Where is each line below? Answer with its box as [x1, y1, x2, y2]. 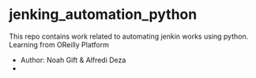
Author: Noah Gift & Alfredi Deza [20, 55, 126, 65]
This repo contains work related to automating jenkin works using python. [9, 32, 249, 41]
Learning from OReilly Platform [9, 39, 109, 49]
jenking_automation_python [9, 6, 198, 24]
